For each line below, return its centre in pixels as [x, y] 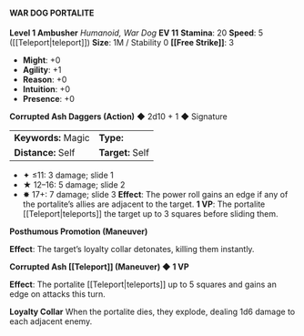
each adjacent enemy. [51, 321]
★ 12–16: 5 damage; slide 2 [74, 185]
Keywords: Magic [52, 138]
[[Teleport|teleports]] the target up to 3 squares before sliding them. [150, 214]
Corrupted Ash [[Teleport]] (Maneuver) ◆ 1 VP [99, 267]
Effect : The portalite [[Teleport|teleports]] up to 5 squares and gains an [143, 285]
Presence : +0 [49, 99]
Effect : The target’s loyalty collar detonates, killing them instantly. [132, 249]
